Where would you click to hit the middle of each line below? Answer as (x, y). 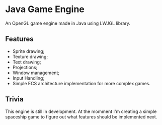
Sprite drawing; (28, 51)
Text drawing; (27, 62)
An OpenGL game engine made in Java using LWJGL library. (68, 23)
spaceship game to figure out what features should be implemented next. (81, 116)
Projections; (25, 67)
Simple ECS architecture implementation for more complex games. (82, 83)
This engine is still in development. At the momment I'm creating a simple (81, 111)
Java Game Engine (45, 9)
